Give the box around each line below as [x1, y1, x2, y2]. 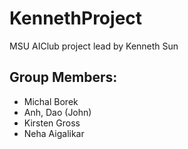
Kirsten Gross [23, 117, 81, 129]
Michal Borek [23, 95, 79, 107]
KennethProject [9, 7, 143, 30]
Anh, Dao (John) [23, 106, 92, 118]
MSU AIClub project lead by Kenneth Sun [9, 40, 179, 52]
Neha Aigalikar [23, 127, 85, 139]
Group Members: [9, 69, 118, 86]
